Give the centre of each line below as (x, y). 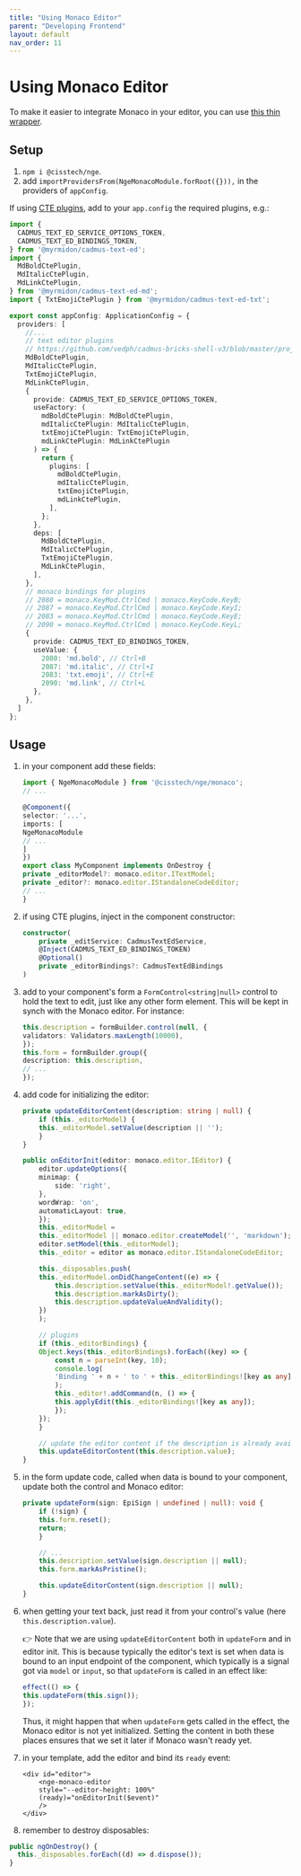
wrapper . (26, 121)
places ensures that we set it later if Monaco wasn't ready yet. (137, 1740)
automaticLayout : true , (83, 1211)
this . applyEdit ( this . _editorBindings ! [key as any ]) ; (155, 1403)
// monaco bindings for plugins (86, 591)
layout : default (39, 34)
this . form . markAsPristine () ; (93, 1570)
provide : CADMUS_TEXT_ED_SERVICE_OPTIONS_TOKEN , (125, 399)
